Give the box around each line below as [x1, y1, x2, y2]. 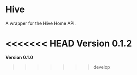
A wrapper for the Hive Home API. [5, 20, 76, 26]
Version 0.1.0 [5, 54, 34, 60]
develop [93, 64, 110, 70]
